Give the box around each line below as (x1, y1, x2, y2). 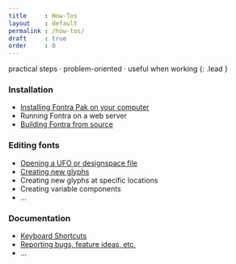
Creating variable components (19, 183, 121, 194)
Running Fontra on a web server (19, 111, 128, 121)
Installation (8, 84, 54, 95)
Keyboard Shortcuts (19, 231, 87, 241)
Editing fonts (8, 140, 60, 151)
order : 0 (8, 42, 57, 50)
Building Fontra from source (19, 119, 113, 129)
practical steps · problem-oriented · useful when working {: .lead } (8, 64, 229, 73)
